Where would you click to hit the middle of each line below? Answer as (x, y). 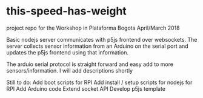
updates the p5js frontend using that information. (68, 52)
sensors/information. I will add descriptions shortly (70, 70)
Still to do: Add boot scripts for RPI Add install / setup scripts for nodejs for (99, 82)
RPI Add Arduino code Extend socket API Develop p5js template (86, 88)
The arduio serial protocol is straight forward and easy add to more (90, 64)
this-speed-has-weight (67, 11)
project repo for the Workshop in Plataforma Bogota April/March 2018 (93, 28)
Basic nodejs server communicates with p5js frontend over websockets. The (102, 39)
